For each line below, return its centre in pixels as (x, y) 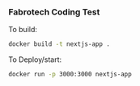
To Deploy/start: (35, 59)
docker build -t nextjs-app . (59, 44)
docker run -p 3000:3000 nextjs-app (70, 75)
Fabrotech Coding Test (54, 12)
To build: (23, 30)
